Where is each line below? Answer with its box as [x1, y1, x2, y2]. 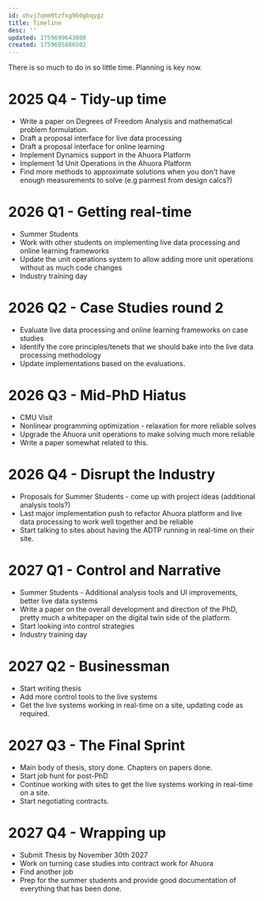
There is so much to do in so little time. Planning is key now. [8, 62, 203, 72]
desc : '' [8, 26, 37, 34]
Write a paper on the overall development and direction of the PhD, [19, 604, 238, 614]
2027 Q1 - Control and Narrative [8, 562, 221, 579]
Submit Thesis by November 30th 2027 [19, 850, 149, 859]
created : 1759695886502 [8, 41, 87, 49]
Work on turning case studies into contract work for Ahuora [19, 858, 214, 868]
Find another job [19, 867, 74, 876]
